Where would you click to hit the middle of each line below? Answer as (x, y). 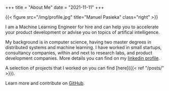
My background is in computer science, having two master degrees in (78, 42)
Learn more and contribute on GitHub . (45, 83)
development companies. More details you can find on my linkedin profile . (82, 58)
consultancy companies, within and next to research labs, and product (79, 53)
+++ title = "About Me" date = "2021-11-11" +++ (55, 7)
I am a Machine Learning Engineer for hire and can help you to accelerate (82, 27)
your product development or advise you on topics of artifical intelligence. (82, 32)
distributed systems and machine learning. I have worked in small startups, (83, 47)
